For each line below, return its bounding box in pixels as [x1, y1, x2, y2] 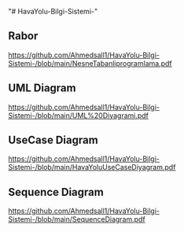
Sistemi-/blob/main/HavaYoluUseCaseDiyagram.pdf [8, 163, 176, 172]
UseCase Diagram [8, 134, 98, 147]
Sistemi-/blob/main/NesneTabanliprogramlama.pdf [8, 58, 172, 68]
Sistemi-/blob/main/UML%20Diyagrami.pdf [8, 110, 149, 120]
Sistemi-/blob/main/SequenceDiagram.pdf [8, 215, 145, 224]
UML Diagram [8, 82, 76, 95]
